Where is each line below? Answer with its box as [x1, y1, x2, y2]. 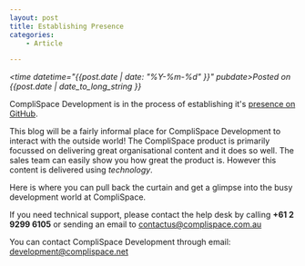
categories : [9, 30, 55, 39]
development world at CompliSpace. [9, 192, 147, 202]
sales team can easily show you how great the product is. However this [9, 155, 277, 166]
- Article [25, 38, 64, 48]
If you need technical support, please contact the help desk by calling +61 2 [9, 210, 294, 221]
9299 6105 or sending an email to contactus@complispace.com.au [9, 219, 262, 230]
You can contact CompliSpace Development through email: [9, 237, 231, 248]
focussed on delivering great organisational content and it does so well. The [9, 145, 294, 156]
